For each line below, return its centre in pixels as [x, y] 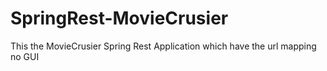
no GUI [25, 56]
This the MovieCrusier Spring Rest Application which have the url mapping [163, 46]
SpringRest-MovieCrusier [119, 18]
